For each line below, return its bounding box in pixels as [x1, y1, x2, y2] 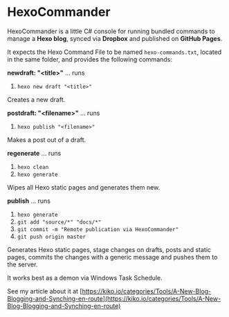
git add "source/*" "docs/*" [17, 219, 102, 226]
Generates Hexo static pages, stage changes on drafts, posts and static [7, 245, 212, 253]
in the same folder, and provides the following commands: [7, 55, 173, 63]
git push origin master [17, 233, 86, 240]
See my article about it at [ [7, 287, 82, 295]
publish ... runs [7, 197, 51, 205]
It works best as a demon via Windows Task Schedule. [7, 273, 163, 282]
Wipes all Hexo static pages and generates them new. [7, 183, 161, 191]
